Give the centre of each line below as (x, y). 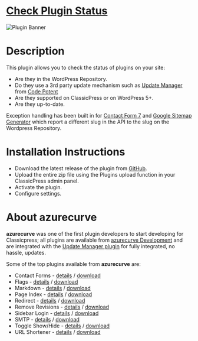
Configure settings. (38, 193)
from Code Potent (36, 91)
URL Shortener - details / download (58, 332)
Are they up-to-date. (39, 104)
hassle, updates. (26, 252)
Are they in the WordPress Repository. (61, 79)
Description (35, 51)
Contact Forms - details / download (58, 275)
